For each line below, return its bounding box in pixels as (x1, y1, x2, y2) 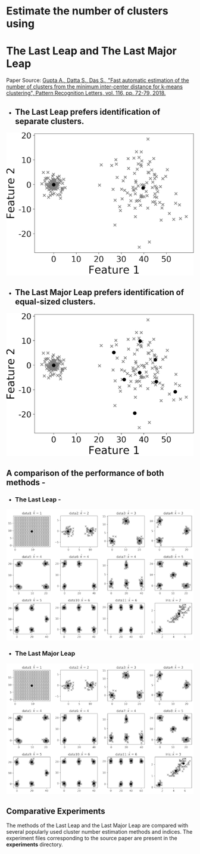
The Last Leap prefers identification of (14, 106, 161, 117)
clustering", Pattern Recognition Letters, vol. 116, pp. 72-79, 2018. (6, 90, 166, 97)
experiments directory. (6, 841, 64, 848)
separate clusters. (14, 116, 85, 126)
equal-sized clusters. (14, 297, 96, 307)
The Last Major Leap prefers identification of (14, 287, 185, 298)
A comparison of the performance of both (6, 468, 164, 478)
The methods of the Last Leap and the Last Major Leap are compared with (6, 822, 189, 829)
